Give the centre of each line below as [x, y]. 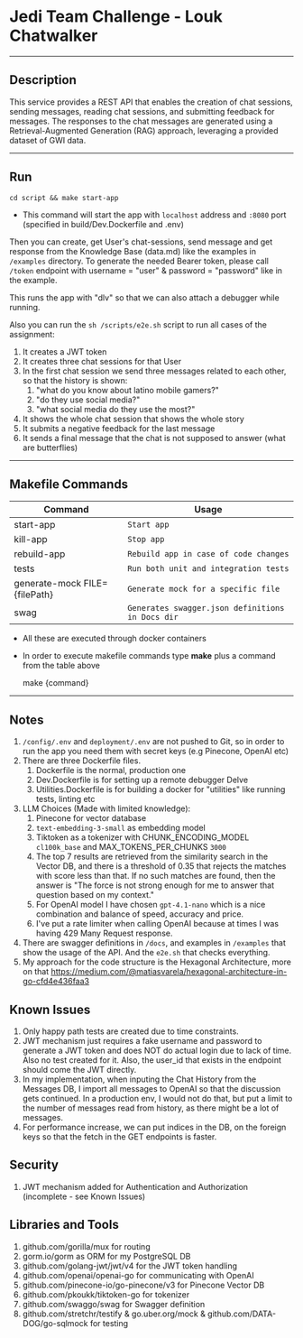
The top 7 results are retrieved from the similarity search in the [152, 857]
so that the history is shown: [75, 380]
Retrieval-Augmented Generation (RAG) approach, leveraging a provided [144, 130]
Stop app [146, 540]
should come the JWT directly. [79, 1070]
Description [43, 80]
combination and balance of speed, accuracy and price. [140, 914]
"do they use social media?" [88, 400]
